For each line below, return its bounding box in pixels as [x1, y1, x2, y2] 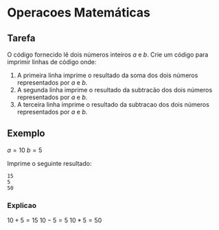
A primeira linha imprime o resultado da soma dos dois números [16, 71, 198, 79]
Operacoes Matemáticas [7, 5, 151, 21]
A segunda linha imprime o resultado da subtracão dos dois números [16, 86, 213, 94]
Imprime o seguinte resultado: [7, 159, 92, 167]
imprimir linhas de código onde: [7, 58, 97, 66]
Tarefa [7, 32, 36, 44]
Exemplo [7, 127, 45, 139]
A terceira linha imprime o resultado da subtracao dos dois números [16, 101, 209, 108]
